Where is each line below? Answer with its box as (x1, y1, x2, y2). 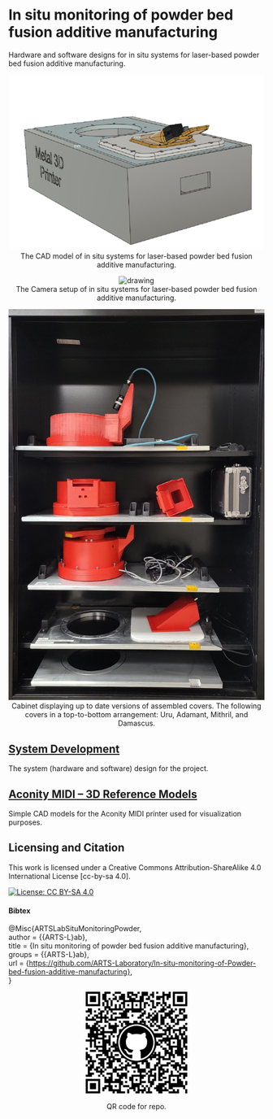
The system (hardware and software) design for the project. (8, 764, 209, 773)
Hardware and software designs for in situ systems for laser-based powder (8, 50, 260, 59)
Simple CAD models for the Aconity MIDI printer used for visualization (8, 809, 242, 819)
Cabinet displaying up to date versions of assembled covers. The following (11, 701, 262, 711)
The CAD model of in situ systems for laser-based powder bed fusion (19, 251, 253, 261)
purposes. (8, 817, 43, 827)
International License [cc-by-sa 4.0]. (8, 871, 132, 881)
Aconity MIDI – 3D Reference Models (8, 787, 197, 801)
